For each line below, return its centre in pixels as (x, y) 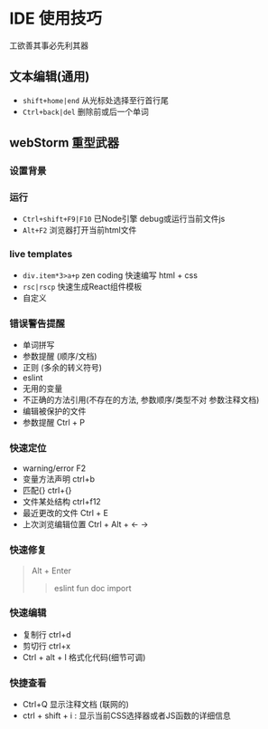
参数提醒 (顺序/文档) (60, 356)
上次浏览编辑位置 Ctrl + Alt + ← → (85, 524)
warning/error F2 (54, 468)
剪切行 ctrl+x (46, 646)
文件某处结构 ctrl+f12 (61, 502)
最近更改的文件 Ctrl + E (65, 513)
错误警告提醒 (37, 323)
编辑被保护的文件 (54, 411)
